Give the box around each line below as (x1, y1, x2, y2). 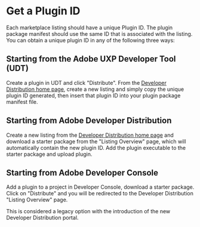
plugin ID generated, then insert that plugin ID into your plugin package (6, 91, 181, 99)
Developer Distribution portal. (6, 214, 79, 222)
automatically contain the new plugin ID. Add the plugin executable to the (6, 144, 186, 151)
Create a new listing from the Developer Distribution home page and (6, 131, 174, 139)
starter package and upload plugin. (6, 151, 93, 158)
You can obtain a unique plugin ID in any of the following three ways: (6, 36, 175, 44)
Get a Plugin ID (6, 4, 81, 18)
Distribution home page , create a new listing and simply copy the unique (6, 85, 184, 93)
